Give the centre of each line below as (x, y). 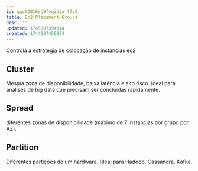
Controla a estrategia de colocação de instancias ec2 (71, 50)
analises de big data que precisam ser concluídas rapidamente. (83, 89)
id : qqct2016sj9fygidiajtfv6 (42, 12)
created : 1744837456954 (35, 34)
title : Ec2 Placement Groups (42, 17)
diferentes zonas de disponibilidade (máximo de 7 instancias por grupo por (98, 122)
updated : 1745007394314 (35, 28)
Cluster (20, 69)
